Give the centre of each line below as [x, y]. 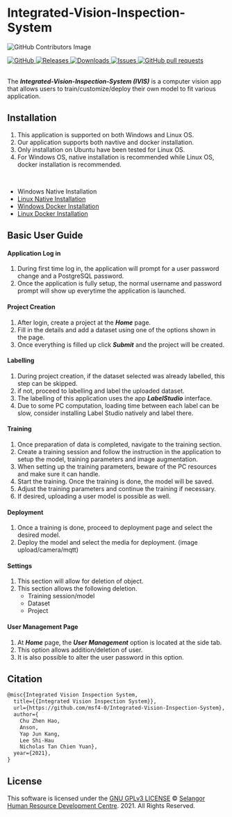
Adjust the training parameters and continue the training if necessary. [117, 488]
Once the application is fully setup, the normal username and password [119, 283]
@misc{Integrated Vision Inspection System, [73, 695]
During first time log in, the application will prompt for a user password [118, 269]
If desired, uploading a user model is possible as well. [94, 496]
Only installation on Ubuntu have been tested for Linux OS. [101, 149]
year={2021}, [32, 754]
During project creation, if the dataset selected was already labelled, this [121, 376]
